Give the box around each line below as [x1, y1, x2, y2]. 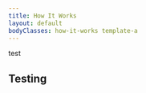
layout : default [8, 19, 63, 27]
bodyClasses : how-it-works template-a [8, 26, 138, 34]
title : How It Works [8, 11, 78, 20]
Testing [8, 71, 47, 85]
